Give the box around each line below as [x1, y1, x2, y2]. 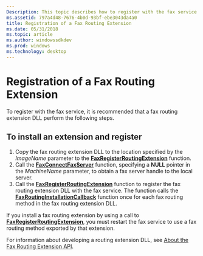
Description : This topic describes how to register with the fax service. [6, 9, 200, 15]
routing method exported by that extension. [6, 224, 115, 232]
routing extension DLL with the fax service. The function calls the [15, 187, 179, 194]
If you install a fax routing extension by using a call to [6, 211, 140, 219]
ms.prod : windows [6, 43, 50, 49]
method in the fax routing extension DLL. [15, 199, 117, 207]
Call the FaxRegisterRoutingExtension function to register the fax [15, 180, 181, 187]
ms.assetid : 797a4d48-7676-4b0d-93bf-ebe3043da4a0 [6, 15, 137, 21]
